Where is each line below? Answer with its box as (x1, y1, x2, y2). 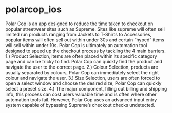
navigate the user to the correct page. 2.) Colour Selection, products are (5, 64, 158, 70)
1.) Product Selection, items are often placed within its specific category (5, 53, 158, 59)
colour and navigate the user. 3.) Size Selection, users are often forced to (5, 75, 160, 81)
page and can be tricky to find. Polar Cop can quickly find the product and (5, 58, 163, 64)
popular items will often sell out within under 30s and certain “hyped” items (5, 37, 164, 43)
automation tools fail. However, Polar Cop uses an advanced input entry (5, 96, 157, 103)
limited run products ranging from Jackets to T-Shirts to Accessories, (5, 31, 152, 37)
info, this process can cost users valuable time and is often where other (5, 91, 157, 97)
